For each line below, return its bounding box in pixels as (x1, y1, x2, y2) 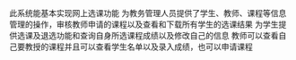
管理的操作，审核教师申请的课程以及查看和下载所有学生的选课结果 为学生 (9, 19, 279, 30)
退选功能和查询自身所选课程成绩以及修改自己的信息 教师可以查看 (39, 30, 279, 40)
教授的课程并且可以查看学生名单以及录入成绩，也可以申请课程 (24, 41, 253, 52)
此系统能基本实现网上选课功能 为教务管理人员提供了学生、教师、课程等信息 (9, 8, 287, 18)
